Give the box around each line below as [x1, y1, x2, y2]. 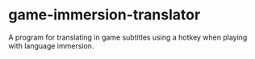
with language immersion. [8, 40, 94, 50]
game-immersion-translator [8, 6, 201, 24]
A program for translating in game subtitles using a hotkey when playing [8, 32, 248, 42]
